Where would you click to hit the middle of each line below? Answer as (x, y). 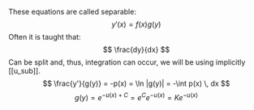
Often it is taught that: (45, 37)
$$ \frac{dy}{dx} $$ (136, 49)
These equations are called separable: (72, 12)
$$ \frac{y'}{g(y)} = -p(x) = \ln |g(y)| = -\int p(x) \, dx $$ (136, 83)
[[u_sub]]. (24, 71)
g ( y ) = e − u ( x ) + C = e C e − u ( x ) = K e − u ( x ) (136, 97)
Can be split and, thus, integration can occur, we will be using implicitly (127, 62)
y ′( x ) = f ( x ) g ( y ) (136, 24)
